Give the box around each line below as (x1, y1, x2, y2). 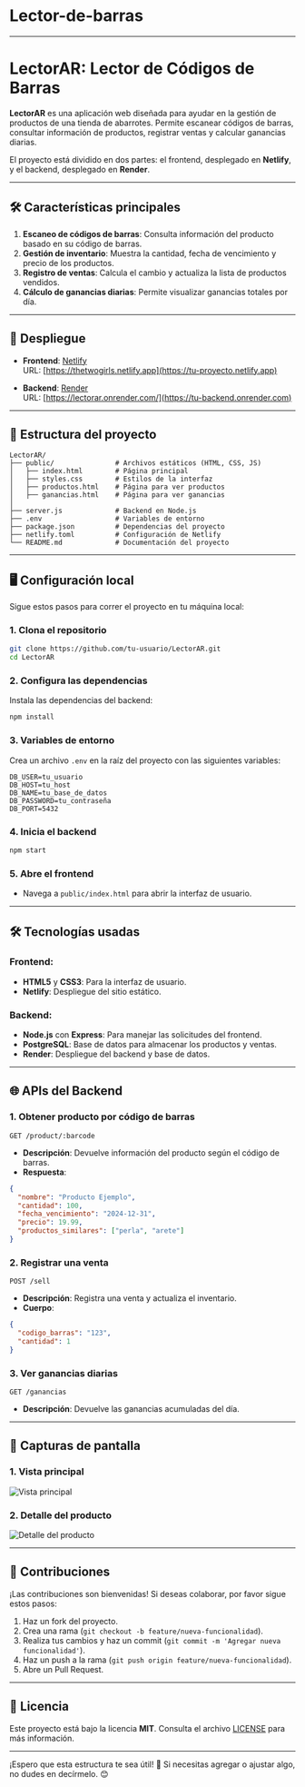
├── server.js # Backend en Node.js (9, 506, 197, 516)
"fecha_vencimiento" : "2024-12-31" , (17, 1209, 156, 1218)
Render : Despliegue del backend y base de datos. (22, 1048, 211, 1059)
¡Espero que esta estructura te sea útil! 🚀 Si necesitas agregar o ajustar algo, (9, 1759, 296, 1770)
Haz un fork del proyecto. (22, 1615, 118, 1626)
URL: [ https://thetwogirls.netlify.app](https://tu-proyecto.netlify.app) (22, 364, 278, 375)
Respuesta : (22, 1167, 67, 1177)
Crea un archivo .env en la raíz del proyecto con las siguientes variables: (9, 755, 281, 766)
